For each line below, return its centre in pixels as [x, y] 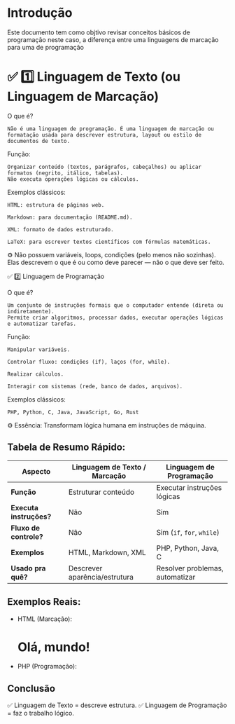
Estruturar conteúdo [102, 492]
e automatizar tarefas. [42, 324]
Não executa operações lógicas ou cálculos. [73, 179]
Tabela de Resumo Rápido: [66, 448]
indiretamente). [31, 311]
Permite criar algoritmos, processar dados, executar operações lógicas [115, 317]
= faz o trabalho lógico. [41, 713]
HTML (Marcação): [44, 619]
